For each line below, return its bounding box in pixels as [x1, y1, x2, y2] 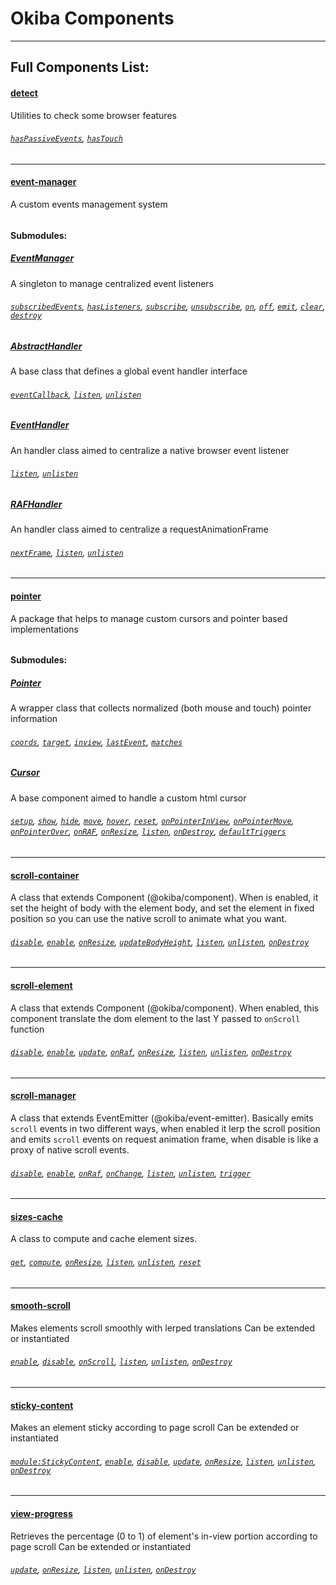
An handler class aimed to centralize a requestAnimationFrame [10, 523, 269, 536]
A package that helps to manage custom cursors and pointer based [10, 612, 288, 624]
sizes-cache [10, 1210, 63, 1222]
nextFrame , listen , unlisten [10, 546, 124, 558]
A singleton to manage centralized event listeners [10, 277, 214, 289]
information [10, 713, 58, 725]
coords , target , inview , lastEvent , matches [10, 735, 183, 747]
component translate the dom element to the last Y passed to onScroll [10, 1012, 301, 1024]
